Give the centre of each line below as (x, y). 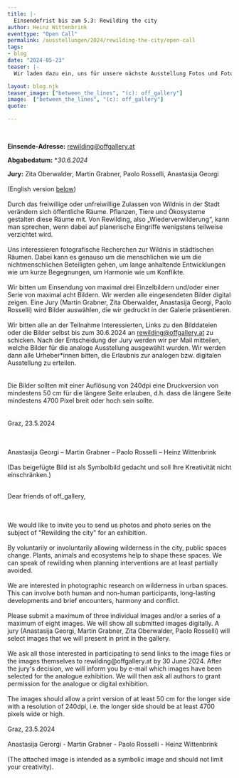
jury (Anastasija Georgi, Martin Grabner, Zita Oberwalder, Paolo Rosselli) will (119, 631)
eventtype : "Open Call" (43, 34)
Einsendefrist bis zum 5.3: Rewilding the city (86, 21)
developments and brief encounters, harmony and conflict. (94, 601)
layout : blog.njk (33, 86)
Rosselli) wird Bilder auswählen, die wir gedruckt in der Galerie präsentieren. (119, 310)
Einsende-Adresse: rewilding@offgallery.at (71, 146)
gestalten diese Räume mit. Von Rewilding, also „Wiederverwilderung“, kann (118, 219)
